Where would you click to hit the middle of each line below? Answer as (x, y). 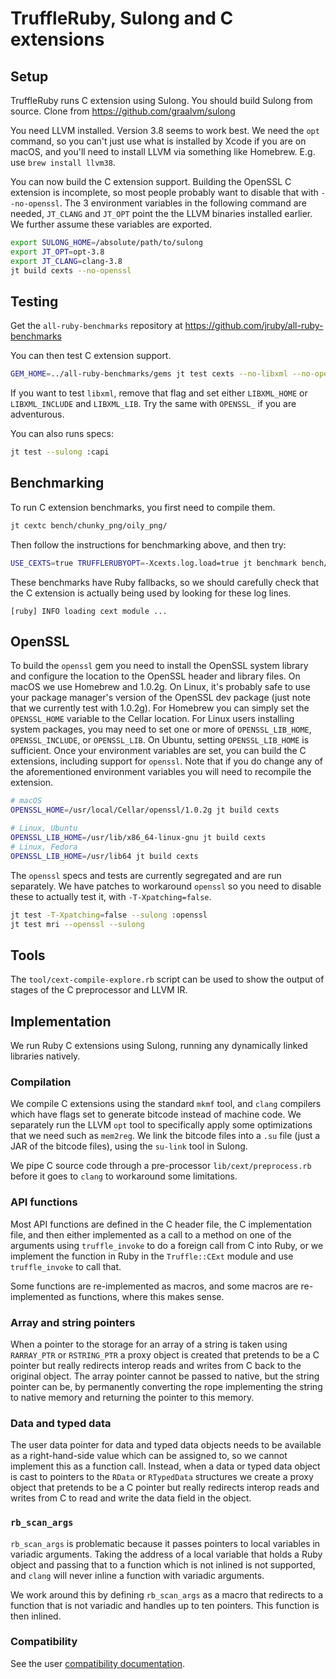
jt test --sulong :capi (60, 452)
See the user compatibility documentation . (97, 1663)
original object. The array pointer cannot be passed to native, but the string (165, 1376)
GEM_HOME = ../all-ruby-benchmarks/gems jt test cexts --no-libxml (149, 374)
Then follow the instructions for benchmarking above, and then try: (148, 544)
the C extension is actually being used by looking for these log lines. (151, 593)
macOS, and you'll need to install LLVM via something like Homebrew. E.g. (163, 151)
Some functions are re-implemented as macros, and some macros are (154, 1286)
